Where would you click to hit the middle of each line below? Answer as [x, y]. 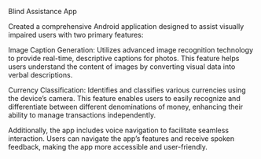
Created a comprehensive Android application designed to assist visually [126, 26]
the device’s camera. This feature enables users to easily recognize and [125, 98]
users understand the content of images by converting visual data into [122, 67]
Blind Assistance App [42, 11]
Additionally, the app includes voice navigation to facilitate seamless [119, 130]
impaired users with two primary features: [76, 35]
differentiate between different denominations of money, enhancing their [126, 107]
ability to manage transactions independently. [82, 115]
